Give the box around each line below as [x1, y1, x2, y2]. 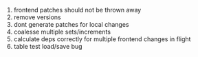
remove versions [13, 13, 61, 21]
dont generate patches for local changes [13, 21, 129, 28]
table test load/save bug [13, 43, 82, 50]
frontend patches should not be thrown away [13, 6, 142, 14]
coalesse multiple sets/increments [13, 27, 111, 36]
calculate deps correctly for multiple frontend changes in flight [13, 35, 191, 43]
